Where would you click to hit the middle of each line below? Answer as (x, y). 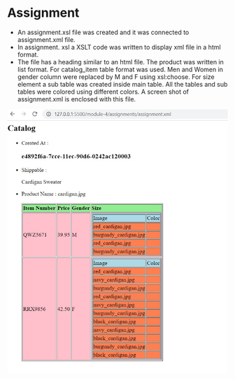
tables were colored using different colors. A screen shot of (103, 92)
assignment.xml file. (46, 39)
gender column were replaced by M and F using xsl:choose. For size (116, 77)
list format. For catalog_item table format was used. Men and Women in (120, 69)
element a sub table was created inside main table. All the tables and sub (122, 84)
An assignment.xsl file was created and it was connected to (103, 32)
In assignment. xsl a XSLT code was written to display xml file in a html (119, 47)
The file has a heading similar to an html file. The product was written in (120, 62)
